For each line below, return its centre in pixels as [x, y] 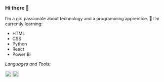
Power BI [21, 54]
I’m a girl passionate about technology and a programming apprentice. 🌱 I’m [82, 19]
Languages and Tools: [28, 64]
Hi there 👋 [17, 8]
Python [20, 44]
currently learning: [24, 24]
